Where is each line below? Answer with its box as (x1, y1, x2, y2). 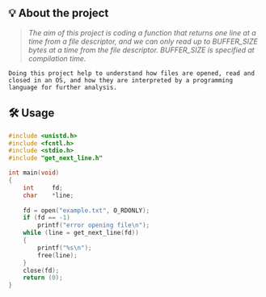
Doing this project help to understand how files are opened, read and (8, 69, 255, 77)
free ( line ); (37, 251, 78, 259)
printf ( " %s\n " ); (37, 244, 92, 252)
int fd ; (23, 183, 63, 192)
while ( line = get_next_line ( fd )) (23, 229, 139, 237)
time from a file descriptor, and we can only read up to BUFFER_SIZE (27, 36, 259, 46)
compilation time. (27, 53, 87, 63)
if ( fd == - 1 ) (23, 214, 70, 222)
